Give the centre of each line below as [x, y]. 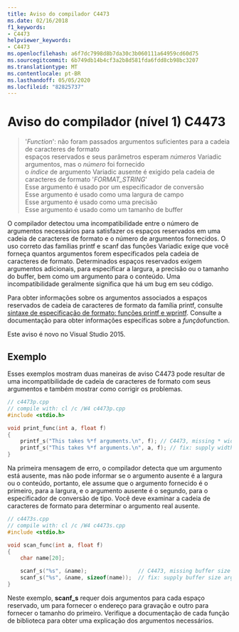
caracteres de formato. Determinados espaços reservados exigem [105, 261]
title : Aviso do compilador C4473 [59, 14]
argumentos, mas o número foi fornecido [85, 164]
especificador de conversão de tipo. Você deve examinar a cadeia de [109, 498]
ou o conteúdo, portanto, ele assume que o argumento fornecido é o [108, 483]
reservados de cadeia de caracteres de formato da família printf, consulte [115, 305]
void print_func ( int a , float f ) [57, 428]
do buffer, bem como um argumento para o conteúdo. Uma [94, 276]
